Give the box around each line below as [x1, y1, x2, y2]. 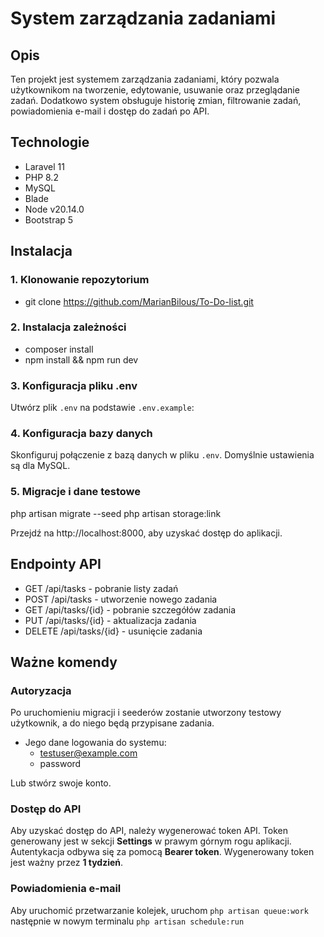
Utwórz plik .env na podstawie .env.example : [10, 402, 195, 414]
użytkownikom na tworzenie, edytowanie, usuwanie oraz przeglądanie [10, 84, 300, 96]
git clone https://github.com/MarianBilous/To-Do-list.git [24, 295, 254, 307]
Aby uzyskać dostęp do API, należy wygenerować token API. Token [10, 825, 288, 837]
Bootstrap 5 [24, 213, 74, 226]
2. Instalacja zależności [10, 320, 127, 334]
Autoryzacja [10, 683, 72, 697]
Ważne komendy [10, 653, 118, 671]
